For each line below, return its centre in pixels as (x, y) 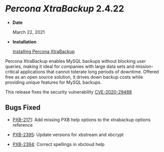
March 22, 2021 (28, 32)
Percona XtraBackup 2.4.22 (65, 9)
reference (22, 125)
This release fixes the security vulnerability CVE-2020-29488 (68, 92)
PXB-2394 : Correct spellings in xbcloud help (58, 144)
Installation (24, 42)
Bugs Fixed (23, 108)
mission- (144, 66)
